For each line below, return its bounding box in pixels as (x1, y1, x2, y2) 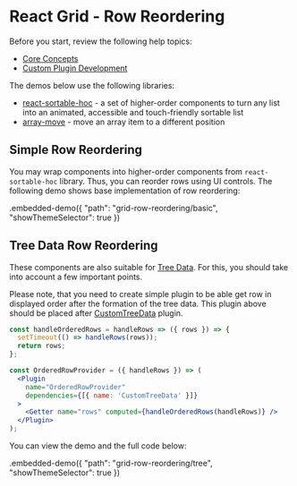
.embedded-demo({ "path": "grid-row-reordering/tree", (9, 458, 213, 469)
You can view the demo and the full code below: (9, 440, 187, 451)
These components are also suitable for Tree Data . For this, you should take (9, 261, 289, 272)
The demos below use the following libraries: (9, 80, 175, 90)
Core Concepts (21, 53, 79, 64)
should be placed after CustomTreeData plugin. (9, 307, 183, 319)
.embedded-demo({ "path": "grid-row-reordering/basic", (9, 202, 218, 213)
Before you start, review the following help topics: (9, 36, 192, 47)
